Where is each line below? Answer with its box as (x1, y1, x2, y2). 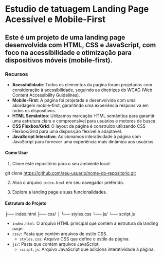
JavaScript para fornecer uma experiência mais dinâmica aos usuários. (12, 138, 155, 144)
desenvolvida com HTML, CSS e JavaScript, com (5, 40, 156, 49)
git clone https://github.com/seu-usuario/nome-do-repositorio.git (5, 170, 136, 176)
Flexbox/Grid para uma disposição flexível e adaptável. (12, 128, 123, 134)
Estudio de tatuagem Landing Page (5, 3, 149, 15)
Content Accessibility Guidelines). (12, 92, 80, 98)
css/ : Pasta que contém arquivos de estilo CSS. (12, 231, 108, 237)
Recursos (5, 71, 28, 78)
